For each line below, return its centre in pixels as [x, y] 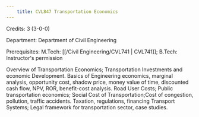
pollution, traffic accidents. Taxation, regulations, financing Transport [91, 101]
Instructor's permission [34, 58]
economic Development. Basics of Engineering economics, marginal [90, 75]
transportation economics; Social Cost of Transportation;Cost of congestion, [100, 94]
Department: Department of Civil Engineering [61, 40]
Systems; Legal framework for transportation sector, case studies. [87, 107]
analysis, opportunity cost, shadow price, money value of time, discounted [97, 82]
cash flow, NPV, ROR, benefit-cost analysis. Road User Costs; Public [90, 88]
